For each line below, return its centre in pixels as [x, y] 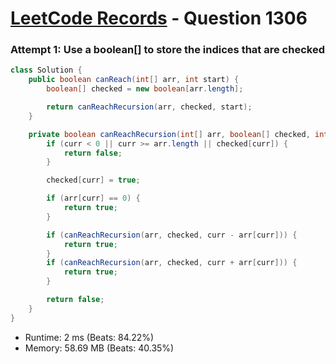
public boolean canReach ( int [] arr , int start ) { [134, 80]
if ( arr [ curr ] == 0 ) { [93, 198]
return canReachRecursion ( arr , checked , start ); [149, 107]
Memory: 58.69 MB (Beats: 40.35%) [99, 348]
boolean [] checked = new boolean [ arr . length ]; [145, 89]
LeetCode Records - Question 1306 [159, 18]
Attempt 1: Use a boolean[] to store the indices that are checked [167, 50]
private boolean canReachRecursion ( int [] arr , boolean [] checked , [169, 134]
